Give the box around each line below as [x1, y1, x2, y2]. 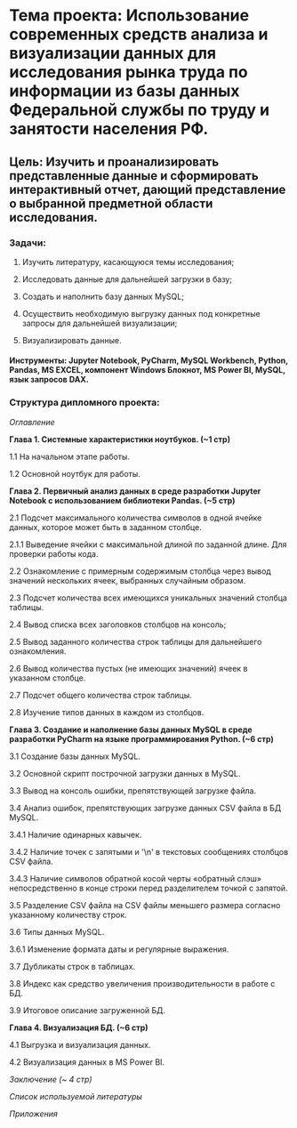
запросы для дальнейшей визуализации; [21, 318, 178, 328]
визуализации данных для [9, 44, 217, 63]
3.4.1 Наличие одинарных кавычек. [9, 829, 142, 840]
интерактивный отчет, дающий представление [9, 181, 286, 197]
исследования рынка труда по [9, 62, 248, 83]
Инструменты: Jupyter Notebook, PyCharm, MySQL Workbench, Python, [9, 355, 289, 366]
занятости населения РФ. [9, 119, 209, 139]
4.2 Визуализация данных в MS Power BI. [9, 1056, 165, 1068]
